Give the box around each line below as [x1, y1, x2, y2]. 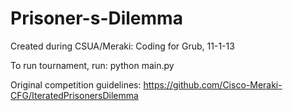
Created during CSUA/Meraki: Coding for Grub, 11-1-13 [10, 40, 235, 52]
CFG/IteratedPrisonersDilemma [10, 89, 139, 101]
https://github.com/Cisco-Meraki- [143, 78, 283, 91]
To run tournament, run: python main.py [10, 59, 175, 71]
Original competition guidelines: [10, 78, 142, 91]
